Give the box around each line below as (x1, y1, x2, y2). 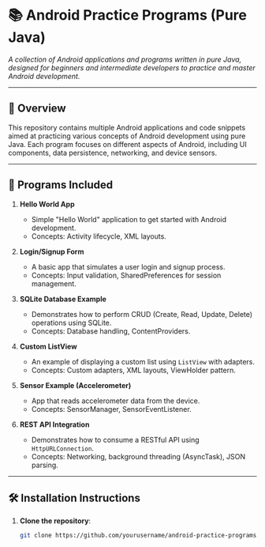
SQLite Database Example (19, 294, 106, 304)
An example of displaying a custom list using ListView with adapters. (31, 356, 255, 366)
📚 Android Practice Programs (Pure (8, 6, 247, 25)
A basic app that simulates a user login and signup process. (31, 262, 226, 271)
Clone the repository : (19, 516, 91, 526)
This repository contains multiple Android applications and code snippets (8, 123, 246, 132)
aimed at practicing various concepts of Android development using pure (8, 131, 246, 141)
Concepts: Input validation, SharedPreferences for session (31, 270, 222, 280)
